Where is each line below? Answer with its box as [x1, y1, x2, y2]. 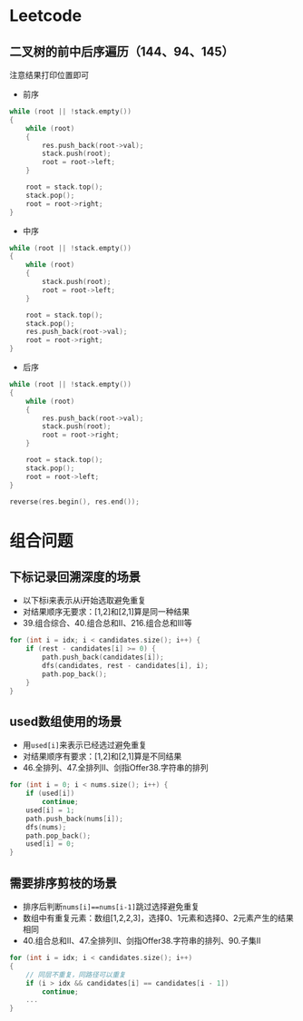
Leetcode [9, 5, 83, 26]
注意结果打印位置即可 [9, 70, 89, 80]
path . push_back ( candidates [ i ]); [42, 653, 165, 663]
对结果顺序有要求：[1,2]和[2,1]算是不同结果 [22, 751, 182, 762]
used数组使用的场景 [9, 713, 122, 729]
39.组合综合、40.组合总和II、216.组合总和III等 [22, 618, 192, 629]
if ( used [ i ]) [25, 789, 75, 799]
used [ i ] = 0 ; [25, 839, 75, 849]
